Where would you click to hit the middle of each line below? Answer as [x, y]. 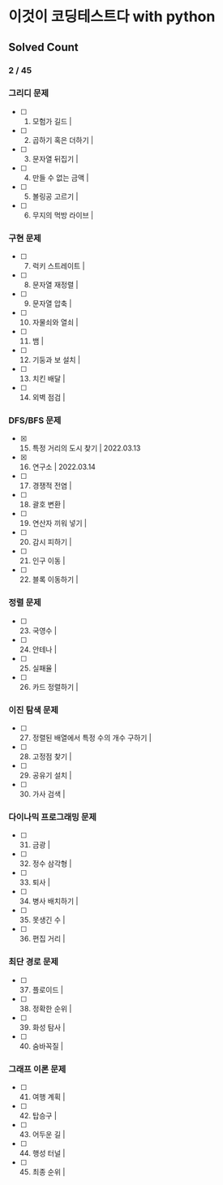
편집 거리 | [49, 939]
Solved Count [43, 47]
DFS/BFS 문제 [35, 420]
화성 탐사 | [49, 1027]
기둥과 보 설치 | [56, 360]
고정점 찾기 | [52, 756]
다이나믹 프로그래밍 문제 [53, 817]
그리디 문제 [29, 93]
